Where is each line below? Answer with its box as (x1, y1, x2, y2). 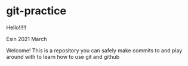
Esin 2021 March (6, 35, 47, 42)
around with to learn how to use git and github (6, 53, 120, 60)
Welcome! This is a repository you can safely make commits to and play (6, 46, 183, 54)
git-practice (6, 4, 67, 18)
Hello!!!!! (6, 24, 27, 31)
